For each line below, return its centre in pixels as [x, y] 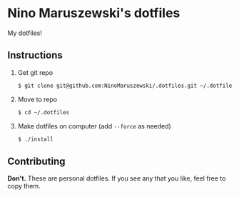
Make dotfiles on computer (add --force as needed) [94, 126]
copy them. [24, 186]
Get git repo [35, 72]
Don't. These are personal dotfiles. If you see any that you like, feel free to [117, 178]
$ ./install [35, 139]
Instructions [35, 55]
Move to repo [37, 99]
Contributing [36, 161]
